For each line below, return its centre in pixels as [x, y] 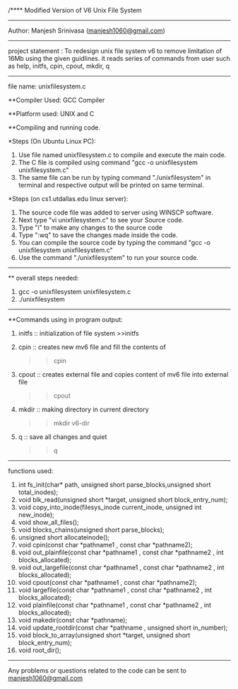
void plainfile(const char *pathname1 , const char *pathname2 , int [114, 605]
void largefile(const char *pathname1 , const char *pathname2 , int [115, 590]
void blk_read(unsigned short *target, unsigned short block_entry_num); [123, 500]
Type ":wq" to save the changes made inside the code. [98, 235]
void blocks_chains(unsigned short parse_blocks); [91, 530]
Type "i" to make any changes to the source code [90, 227]
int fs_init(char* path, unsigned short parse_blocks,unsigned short [114, 485]
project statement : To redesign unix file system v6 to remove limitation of [115, 51]
